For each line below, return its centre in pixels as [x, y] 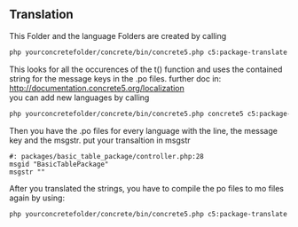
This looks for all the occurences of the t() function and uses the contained [146, 69]
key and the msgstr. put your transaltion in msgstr [100, 140]
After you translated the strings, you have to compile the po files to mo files [146, 188]
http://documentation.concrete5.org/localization [97, 88]
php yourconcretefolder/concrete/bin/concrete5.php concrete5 [126, 113]
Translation [41, 15]
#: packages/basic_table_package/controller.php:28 [106, 156]
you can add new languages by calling [79, 98]
